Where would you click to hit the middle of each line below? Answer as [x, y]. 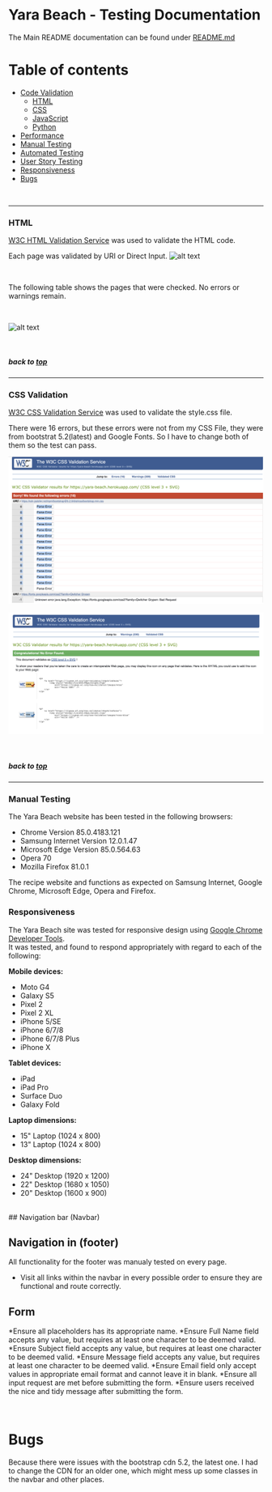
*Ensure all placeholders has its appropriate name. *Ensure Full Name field [134, 1331]
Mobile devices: [36, 971]
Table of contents [69, 70]
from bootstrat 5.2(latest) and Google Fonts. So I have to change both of [129, 437]
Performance [42, 135]
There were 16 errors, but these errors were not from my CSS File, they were [136, 428]
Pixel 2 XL [37, 1013]
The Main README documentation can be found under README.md [122, 37]
